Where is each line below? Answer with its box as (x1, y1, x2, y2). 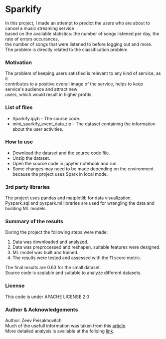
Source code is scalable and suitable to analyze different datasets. (5, 270, 142, 276)
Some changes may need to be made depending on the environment (12, 166, 154, 172)
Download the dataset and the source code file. (12, 150, 111, 156)
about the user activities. (12, 126, 64, 132)
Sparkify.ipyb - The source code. (12, 115, 81, 121)
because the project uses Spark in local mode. (12, 171, 108, 177)
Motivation (5, 59, 32, 66)
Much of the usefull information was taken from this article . (5, 323, 127, 329)
